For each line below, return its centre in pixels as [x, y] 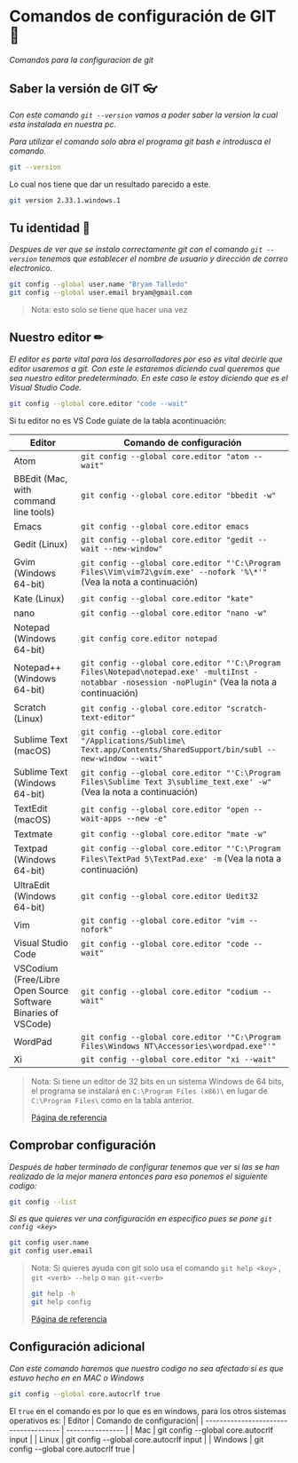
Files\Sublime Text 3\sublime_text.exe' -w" [176, 782]
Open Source [41, 990]
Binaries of [36, 1013]
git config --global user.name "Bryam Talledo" [99, 285]
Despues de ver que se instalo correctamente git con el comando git [136, 250]
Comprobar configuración [83, 1145]
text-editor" [108, 717]
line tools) [34, 512]
